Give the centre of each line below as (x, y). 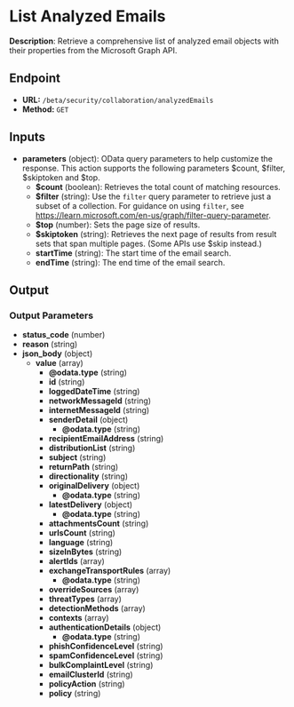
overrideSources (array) (94, 590)
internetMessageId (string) (99, 410)
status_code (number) (64, 335)
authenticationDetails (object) (105, 627)
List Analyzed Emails (87, 16)
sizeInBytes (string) (85, 552)
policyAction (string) (87, 684)
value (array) (60, 363)
